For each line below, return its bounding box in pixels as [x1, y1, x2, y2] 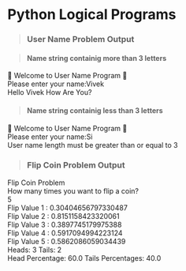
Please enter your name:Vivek [7, 79, 104, 88]
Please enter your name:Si [7, 132, 93, 141]
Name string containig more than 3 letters [26, 53, 167, 62]
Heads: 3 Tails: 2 [7, 245, 62, 254]
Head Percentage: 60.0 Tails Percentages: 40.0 [7, 253, 162, 262]
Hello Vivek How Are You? [7, 88, 92, 97]
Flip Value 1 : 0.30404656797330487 [7, 203, 128, 213]
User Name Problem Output [26, 34, 135, 45]
